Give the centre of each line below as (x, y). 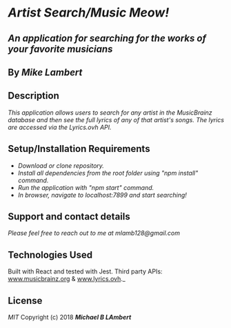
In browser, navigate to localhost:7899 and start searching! (102, 195)
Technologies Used (50, 254)
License (25, 301)
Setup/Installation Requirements (79, 149)
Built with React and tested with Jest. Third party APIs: (85, 271)
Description (33, 96)
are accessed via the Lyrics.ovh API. (60, 127)
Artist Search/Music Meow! (89, 13)
